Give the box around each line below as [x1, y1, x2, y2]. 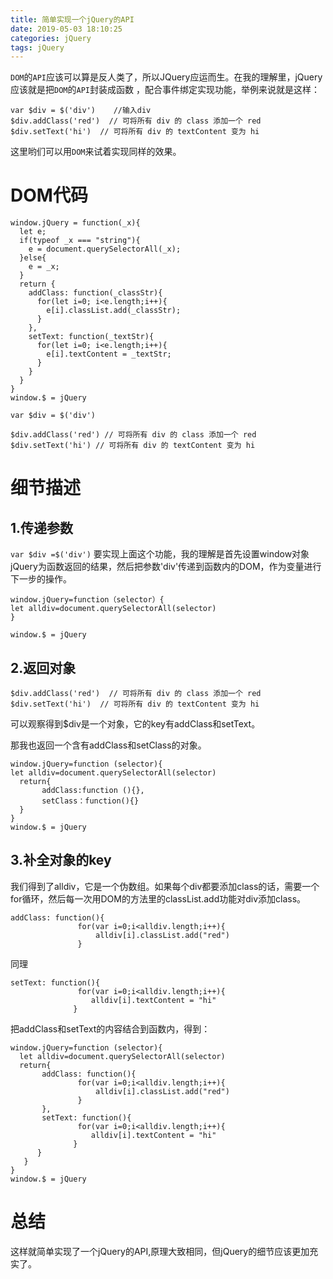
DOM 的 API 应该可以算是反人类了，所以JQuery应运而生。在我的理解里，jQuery [10, 71, 323, 83]
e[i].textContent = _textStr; [46, 349, 172, 360]
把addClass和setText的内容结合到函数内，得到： [10, 1022, 211, 1035]
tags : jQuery [10, 42, 65, 53]
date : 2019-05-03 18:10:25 [10, 24, 123, 34]
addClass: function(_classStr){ [28, 288, 163, 298]
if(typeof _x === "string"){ [19, 236, 141, 246]
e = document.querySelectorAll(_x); [28, 244, 182, 255]
